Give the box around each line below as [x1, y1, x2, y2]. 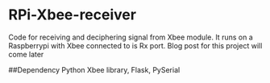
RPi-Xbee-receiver [8, 6, 137, 24]
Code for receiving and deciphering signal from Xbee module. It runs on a [8, 32, 253, 42]
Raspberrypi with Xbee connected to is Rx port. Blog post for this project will [8, 40, 263, 50]
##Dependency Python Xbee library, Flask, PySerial [8, 64, 181, 74]
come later [8, 49, 44, 59]
